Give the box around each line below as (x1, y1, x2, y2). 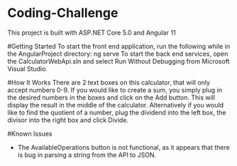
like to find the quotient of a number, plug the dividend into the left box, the (7, 108, 226, 117)
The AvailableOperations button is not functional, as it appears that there (17, 143, 231, 151)
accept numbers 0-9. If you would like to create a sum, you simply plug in (7, 85, 222, 94)
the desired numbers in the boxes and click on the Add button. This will (7, 93, 215, 102)
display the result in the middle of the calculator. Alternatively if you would (7, 100, 224, 109)
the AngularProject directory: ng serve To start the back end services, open (7, 49, 228, 58)
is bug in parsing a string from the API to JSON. (17, 150, 157, 159)
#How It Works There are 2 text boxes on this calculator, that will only (7, 78, 211, 86)
